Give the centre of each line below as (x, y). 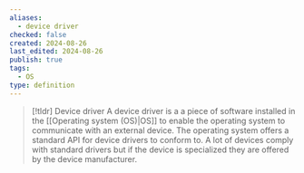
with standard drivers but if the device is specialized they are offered (160, 149)
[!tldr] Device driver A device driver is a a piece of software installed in (163, 111)
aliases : (26, 18)
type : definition (42, 85)
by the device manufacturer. (84, 159)
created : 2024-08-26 (49, 43)
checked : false (38, 34)
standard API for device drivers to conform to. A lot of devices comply (162, 139)
